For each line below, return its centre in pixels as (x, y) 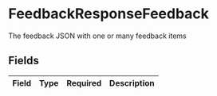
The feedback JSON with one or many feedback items (97, 36)
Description (132, 83)
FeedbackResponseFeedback (109, 14)
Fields (24, 61)
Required (84, 83)
